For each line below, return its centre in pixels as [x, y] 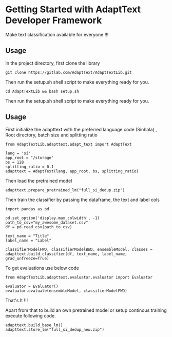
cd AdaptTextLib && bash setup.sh [42, 91]
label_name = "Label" [28, 240]
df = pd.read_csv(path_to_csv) [39, 227]
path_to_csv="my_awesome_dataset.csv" [47, 222]
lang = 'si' [18, 153]
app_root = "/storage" [30, 157]
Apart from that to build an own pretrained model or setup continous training [86, 310]
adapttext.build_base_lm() [34, 325]
